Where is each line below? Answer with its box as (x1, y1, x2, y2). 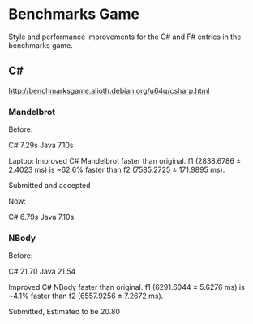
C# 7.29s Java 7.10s (8, 140, 74, 151)
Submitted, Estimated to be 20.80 (8, 307, 120, 317)
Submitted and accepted (8, 181, 91, 190)
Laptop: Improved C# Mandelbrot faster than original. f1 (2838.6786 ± (8, 156, 242, 166)
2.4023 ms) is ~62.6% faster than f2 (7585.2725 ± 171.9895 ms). (8, 164, 225, 175)
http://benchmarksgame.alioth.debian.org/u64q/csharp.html (8, 85, 210, 95)
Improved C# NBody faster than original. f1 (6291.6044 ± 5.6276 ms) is (8, 282, 245, 292)
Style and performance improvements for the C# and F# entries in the (8, 32, 242, 42)
